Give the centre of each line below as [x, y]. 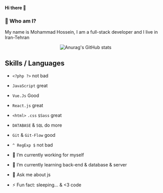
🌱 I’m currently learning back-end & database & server [69, 164]
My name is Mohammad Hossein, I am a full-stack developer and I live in [81, 32]
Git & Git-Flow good [34, 135]
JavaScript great [30, 85]
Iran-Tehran [17, 37]
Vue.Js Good [26, 95]
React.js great [28, 105]
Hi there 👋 [15, 8]
